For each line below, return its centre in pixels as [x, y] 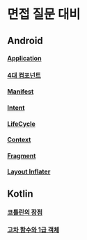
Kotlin [20, 193]
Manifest [21, 92]
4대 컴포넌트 [24, 75]
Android [25, 40]
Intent [16, 107]
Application [24, 58]
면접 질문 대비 [44, 14]
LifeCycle [22, 124]
